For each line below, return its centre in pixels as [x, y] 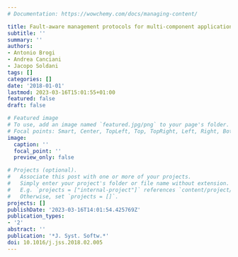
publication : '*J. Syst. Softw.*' [58, 236]
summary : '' [25, 40]
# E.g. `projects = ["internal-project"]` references [91, 190]
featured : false [31, 99]
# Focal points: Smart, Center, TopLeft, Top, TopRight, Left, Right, [114, 131]
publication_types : [36, 216]
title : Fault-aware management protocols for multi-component [101, 26]
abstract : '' [27, 229]
